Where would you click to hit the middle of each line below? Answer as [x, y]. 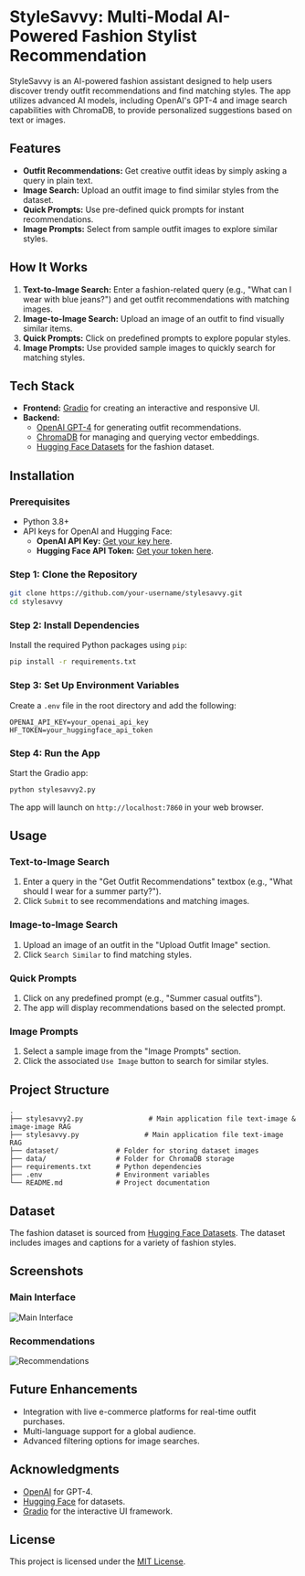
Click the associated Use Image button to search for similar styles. [146, 1061]
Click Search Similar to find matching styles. [107, 954]
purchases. [44, 1421]
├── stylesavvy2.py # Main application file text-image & [153, 1119]
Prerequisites [40, 502]
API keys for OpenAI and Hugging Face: [97, 531]
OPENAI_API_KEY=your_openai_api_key [79, 722]
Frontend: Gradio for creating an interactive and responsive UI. [141, 408]
